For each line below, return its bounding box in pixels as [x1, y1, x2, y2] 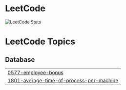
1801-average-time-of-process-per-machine [7, 77, 119, 84]
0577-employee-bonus [7, 69, 63, 76]
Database [5, 55, 35, 64]
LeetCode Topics [5, 36, 76, 47]
